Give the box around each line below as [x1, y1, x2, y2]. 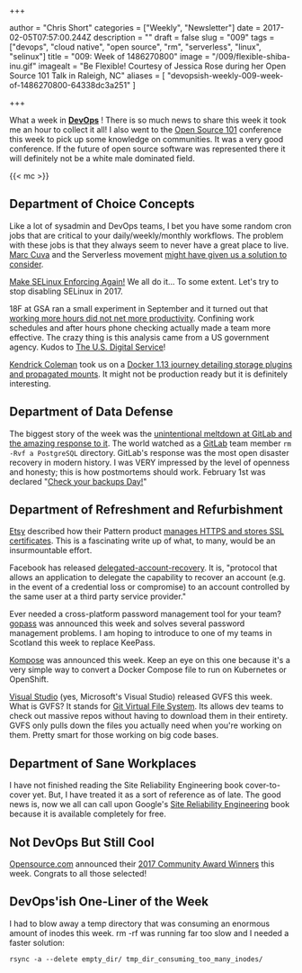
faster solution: [9, 937, 66, 948]
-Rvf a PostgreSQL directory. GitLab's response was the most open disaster [9, 447, 289, 458]
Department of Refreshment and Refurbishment [9, 502, 283, 518]
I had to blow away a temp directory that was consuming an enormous [9, 918, 271, 929]
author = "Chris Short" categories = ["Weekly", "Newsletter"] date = [9, 23, 262, 32]
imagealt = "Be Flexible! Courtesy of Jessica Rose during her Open [38, 60, 287, 71]
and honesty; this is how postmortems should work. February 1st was [9, 466, 266, 477]
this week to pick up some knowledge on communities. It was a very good [9, 134, 284, 144]
